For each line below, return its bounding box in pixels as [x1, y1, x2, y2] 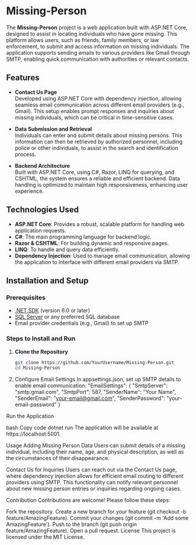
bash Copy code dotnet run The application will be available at [6, 424, 159, 431]
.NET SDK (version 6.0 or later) [14, 307, 91, 314]
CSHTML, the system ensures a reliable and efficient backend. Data [14, 174, 181, 182]
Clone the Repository [14, 348, 68, 355]
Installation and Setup [6, 275, 89, 286]
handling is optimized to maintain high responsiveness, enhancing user [14, 181, 188, 188]
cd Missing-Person [14, 365, 60, 371]
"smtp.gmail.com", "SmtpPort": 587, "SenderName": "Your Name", [14, 389, 176, 396]
